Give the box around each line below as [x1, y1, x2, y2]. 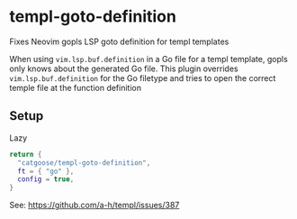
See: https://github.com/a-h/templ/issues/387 [9, 200, 180, 211]
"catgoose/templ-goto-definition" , [17, 158, 151, 168]
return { [9, 150, 42, 159]
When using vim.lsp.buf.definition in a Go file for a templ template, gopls [9, 53, 288, 64]
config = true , [17, 175, 75, 184]
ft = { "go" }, [17, 167, 75, 176]
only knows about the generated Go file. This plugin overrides [9, 63, 238, 74]
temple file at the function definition [9, 82, 142, 93]
